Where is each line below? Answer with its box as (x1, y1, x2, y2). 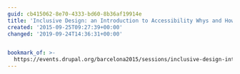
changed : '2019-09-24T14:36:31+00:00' (7, 30, 123, 38)
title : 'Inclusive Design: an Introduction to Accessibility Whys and (7, 17, 222, 24)
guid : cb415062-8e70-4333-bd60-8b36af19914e (7, 10, 142, 18)
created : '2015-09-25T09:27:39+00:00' (7, 23, 123, 31)
